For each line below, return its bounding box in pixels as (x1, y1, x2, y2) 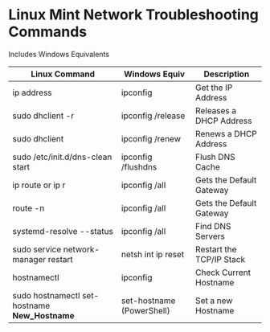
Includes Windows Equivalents (8, 49, 110, 59)
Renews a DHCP (195, 128, 257, 139)
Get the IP (195, 82, 233, 93)
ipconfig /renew (121, 133, 181, 144)
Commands (8, 23, 88, 41)
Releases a (195, 105, 237, 116)
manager (12, 253, 47, 264)
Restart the (195, 244, 237, 255)
